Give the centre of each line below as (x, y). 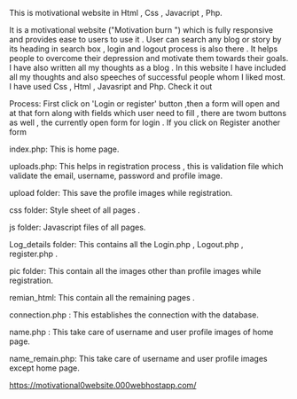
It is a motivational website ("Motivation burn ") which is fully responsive (141, 30)
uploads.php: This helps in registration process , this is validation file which (146, 166)
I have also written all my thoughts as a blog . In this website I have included (148, 67)
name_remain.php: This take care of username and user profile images (138, 359)
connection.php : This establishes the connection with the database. (134, 315)
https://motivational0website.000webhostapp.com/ (103, 385)
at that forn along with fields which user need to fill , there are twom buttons (148, 113)
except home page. (44, 368)
